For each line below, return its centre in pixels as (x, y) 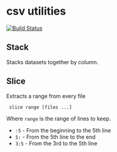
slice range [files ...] (40, 107)
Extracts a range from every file (46, 96)
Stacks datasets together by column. (52, 62)
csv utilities (36, 11)
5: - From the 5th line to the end (55, 137)
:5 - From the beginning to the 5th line (63, 130)
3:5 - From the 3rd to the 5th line (56, 143)
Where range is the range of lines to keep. (59, 118)
